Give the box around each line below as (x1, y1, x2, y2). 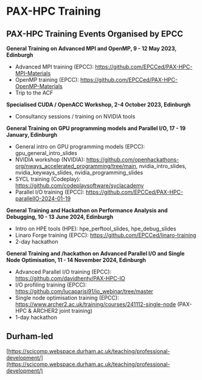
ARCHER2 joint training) (33, 307, 93, 314)
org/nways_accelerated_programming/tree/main (15, 163, 136, 169)
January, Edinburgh (6, 131, 58, 138)
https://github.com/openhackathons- (86, 156, 179, 163)
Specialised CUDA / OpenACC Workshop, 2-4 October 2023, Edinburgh (6, 101, 191, 108)
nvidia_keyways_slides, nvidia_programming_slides (15, 169, 144, 176)
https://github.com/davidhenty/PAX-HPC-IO (15, 275, 126, 282)
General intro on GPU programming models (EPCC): (15, 143, 145, 150)
